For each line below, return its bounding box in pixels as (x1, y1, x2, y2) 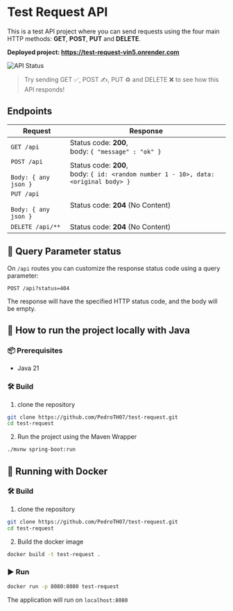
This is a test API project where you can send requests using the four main (7, 27, 220, 35)
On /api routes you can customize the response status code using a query (7, 264, 221, 272)
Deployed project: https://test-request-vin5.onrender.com (7, 48, 180, 56)
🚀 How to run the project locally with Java (7, 324, 191, 336)
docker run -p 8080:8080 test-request (7, 583, 119, 590)
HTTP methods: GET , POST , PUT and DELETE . (7, 34, 141, 42)
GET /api (10, 143, 40, 151)
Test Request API (7, 4, 108, 20)
